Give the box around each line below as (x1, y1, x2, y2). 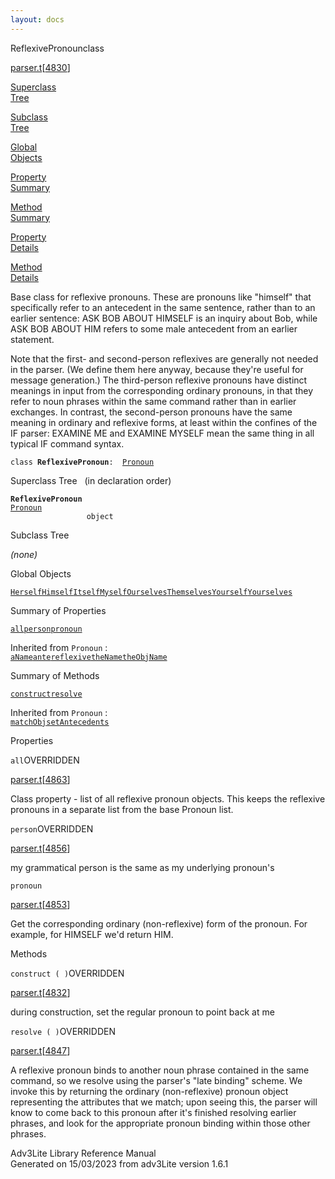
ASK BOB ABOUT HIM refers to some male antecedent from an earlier (10, 322, 298, 335)
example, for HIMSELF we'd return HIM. (10, 928, 174, 940)
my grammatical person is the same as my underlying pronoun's (10, 861, 275, 873)
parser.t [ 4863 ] (10, 773, 71, 785)
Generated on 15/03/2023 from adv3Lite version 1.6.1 (10, 1157, 229, 1170)
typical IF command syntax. (10, 437, 125, 450)
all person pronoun (10, 624, 83, 634)
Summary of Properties (10, 604, 107, 616)
